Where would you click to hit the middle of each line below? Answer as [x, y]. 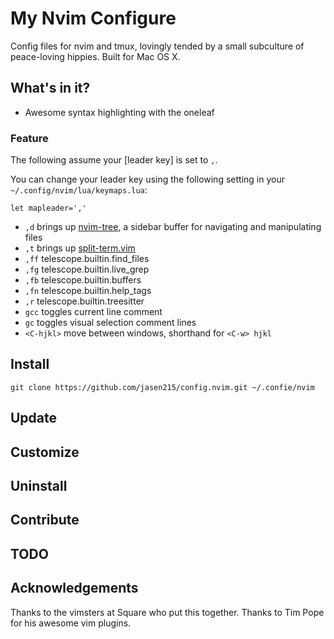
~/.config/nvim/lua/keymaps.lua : [79, 190]
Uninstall [39, 486]
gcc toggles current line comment [93, 312]
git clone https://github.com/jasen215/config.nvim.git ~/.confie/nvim [162, 387]
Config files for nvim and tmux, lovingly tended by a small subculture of [157, 46]
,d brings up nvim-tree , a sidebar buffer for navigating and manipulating [173, 227]
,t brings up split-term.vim [80, 248]
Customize [45, 452]
